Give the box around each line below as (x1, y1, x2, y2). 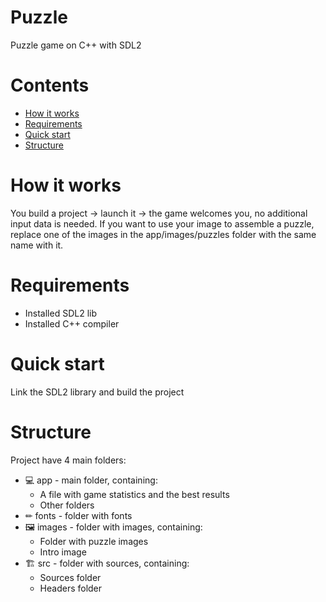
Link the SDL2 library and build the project (10, 386, 185, 398)
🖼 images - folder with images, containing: (24, 521, 203, 533)
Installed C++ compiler (24, 317, 120, 330)
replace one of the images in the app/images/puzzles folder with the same (10, 228, 317, 240)
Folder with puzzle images (39, 535, 149, 547)
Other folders (39, 499, 95, 511)
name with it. (10, 239, 64, 251)
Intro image (39, 546, 87, 558)
